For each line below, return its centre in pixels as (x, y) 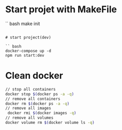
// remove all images (28, 109)
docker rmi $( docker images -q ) (42, 113)
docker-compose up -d (28, 51)
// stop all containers (31, 89)
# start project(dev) (28, 37)
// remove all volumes (29, 118)
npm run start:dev (25, 55)
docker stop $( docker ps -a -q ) (40, 94)
